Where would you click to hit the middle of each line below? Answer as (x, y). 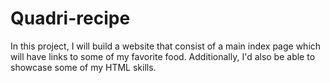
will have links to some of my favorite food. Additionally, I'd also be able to (163, 56)
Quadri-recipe (70, 18)
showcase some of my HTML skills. (83, 67)
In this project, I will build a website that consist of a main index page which (166, 46)
